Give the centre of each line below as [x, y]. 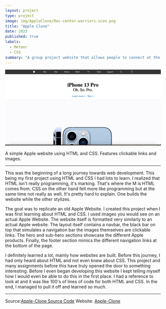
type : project [20, 16]
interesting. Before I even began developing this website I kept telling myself [83, 271]
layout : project [22, 10]
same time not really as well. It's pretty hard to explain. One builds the [76, 194]
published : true [22, 37]
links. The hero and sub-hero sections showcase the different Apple [74, 235]
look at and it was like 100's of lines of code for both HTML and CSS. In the [82, 282]
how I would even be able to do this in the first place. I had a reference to [79, 276]
